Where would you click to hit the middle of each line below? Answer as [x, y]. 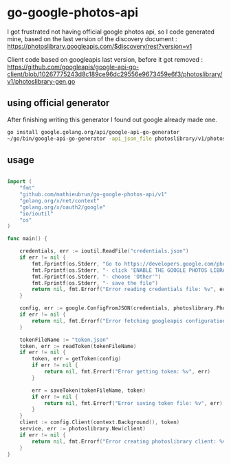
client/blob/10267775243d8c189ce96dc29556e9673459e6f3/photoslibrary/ [115, 74]
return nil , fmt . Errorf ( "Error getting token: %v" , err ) [127, 372]
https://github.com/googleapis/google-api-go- [73, 67]
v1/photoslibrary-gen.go [41, 81]
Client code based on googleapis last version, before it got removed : [105, 59]
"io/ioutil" [36, 213]
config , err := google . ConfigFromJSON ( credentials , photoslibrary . [118, 308]
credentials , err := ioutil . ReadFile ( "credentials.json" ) [104, 251]
